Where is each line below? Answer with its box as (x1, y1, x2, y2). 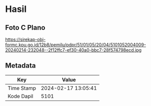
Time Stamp (7, 85, 36, 92)
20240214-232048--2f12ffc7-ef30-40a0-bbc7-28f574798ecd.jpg (5, 47, 141, 53)
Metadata (5, 61, 36, 70)
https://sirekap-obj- (5, 36, 46, 42)
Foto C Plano (5, 23, 45, 32)
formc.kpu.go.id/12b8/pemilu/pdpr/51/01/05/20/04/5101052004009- (5, 42, 146, 48)
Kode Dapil (7, 93, 33, 100)
